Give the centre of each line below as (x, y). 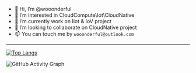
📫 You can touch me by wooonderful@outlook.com (74, 34)
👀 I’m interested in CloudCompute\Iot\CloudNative (74, 15)
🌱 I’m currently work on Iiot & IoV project (63, 21)
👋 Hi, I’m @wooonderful (43, 9)
